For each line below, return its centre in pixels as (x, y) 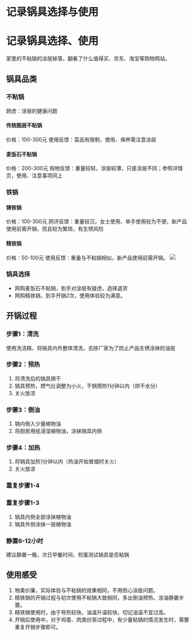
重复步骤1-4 (23, 486)
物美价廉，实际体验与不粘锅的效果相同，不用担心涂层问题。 (86, 590)
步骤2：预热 (23, 365)
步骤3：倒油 (23, 410)
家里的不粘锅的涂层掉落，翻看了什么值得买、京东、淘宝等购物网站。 (88, 59)
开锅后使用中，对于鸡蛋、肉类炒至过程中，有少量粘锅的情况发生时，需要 (102, 620)
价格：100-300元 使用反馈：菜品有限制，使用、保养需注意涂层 (81, 140)
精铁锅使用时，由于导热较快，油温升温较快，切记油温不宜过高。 (91, 612)
